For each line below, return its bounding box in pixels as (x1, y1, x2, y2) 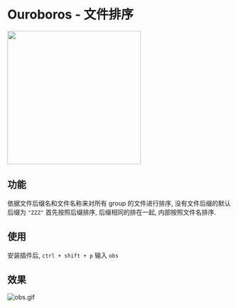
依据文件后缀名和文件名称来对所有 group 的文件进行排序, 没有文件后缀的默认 (7, 198, 231, 207)
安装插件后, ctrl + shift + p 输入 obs (7, 250, 119, 260)
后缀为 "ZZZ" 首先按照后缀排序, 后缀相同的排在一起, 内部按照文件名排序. (7, 208, 217, 216)
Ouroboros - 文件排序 (7, 6, 134, 23)
